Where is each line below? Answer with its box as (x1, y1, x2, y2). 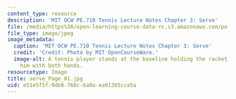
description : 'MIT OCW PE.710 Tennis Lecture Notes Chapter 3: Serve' (7, 17, 218, 24)
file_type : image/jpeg (7, 29, 74, 37)
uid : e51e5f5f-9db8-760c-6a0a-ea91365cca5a (7, 82, 137, 89)
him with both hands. (20, 62, 83, 69)
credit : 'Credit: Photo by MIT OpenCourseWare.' (13, 49, 159, 56)
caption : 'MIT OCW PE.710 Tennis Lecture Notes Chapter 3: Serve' (13, 43, 212, 49)
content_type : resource (7, 10, 77, 17)
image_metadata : (7, 36, 55, 43)
